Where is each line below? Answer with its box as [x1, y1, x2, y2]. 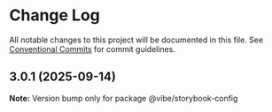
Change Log [9, 5, 100, 26]
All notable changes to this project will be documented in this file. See [9, 34, 264, 45]
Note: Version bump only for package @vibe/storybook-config [9, 93, 238, 103]
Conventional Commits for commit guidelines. [9, 43, 175, 54]
